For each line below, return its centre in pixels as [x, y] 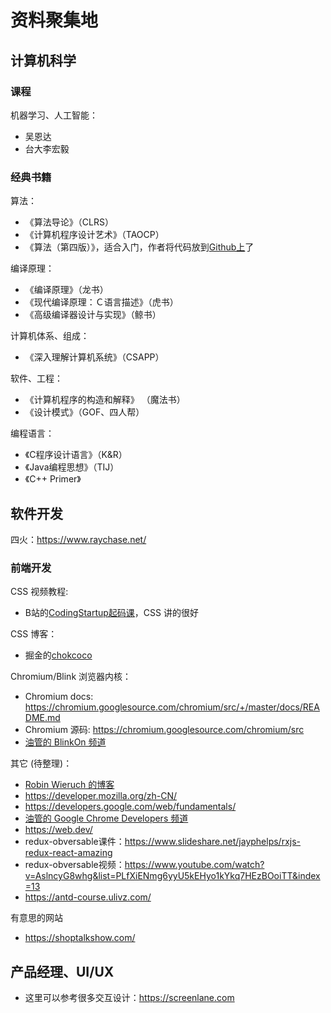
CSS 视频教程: [39, 592]
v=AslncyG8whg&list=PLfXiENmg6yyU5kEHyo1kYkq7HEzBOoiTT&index [172, 876]
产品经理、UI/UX [62, 971]
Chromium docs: [59, 697]
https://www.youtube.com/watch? [194, 865]
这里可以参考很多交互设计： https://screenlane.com [129, 998]
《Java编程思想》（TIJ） [72, 467]
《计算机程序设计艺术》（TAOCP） [94, 235]
